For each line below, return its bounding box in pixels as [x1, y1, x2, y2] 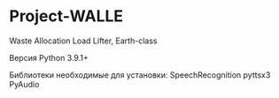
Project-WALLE [9, 6, 124, 26]
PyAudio [9, 79, 40, 89]
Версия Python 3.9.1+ [9, 52, 89, 63]
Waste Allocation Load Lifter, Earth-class [9, 35, 158, 46]
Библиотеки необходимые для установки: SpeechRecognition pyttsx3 [9, 69, 271, 80]
